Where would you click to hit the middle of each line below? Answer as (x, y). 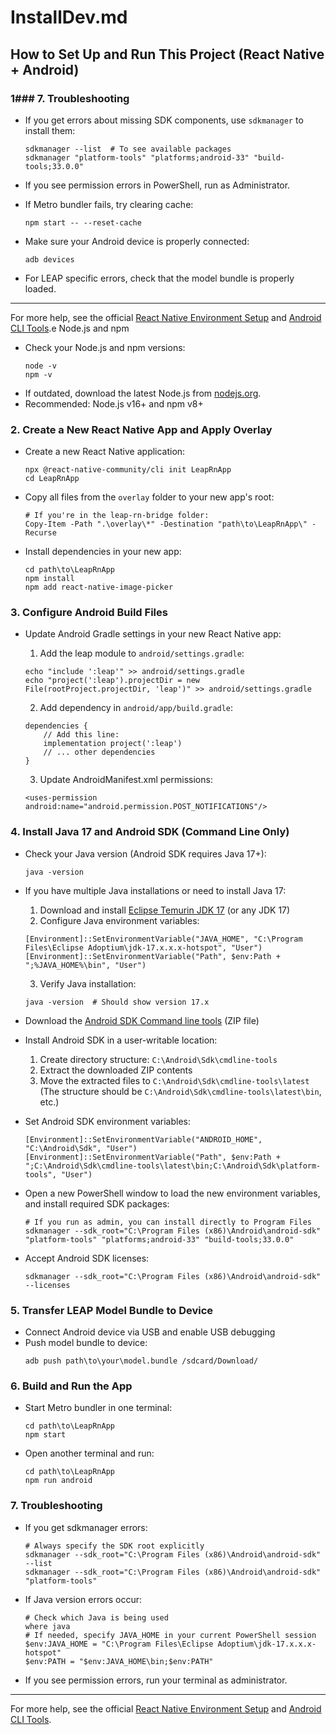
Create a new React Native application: (105, 452)
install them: (50, 130)
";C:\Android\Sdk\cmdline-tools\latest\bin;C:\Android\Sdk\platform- (173, 1166)
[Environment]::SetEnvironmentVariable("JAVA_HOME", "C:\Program (163, 939)
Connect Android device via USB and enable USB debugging (150, 1332)
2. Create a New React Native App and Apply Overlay (141, 429)
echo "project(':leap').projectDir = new (112, 681)
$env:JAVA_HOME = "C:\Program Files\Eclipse (119, 1644)
